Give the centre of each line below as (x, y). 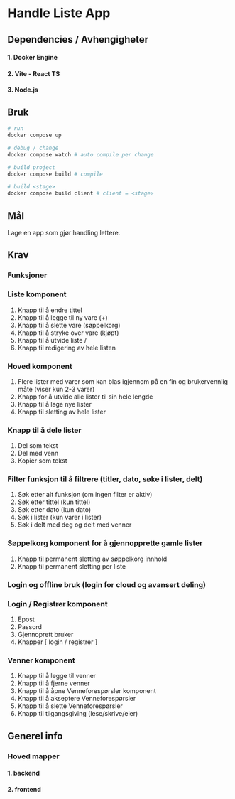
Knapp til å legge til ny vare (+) (62, 317)
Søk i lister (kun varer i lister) (59, 518)
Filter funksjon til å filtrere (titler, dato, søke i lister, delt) (105, 479)
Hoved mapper (33, 756)
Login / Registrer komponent (58, 604)
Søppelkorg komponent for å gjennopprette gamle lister (105, 543)
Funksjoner (27, 275)
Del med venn (38, 454)
